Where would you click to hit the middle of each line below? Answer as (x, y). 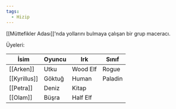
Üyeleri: (15, 45)
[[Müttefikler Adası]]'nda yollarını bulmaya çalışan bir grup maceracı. (88, 33)
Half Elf (82, 97)
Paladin (112, 78)
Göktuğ (54, 78)
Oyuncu (55, 59)
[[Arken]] (22, 69)
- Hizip (21, 17)
